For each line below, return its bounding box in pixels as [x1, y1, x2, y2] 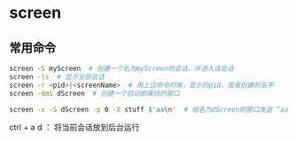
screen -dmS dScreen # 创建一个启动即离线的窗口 [9, 89, 180, 98]
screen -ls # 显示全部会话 [9, 72, 105, 82]
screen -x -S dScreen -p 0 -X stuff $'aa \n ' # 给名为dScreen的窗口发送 [9, 105, 273, 114]
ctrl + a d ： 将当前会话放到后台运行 [9, 122, 140, 133]
